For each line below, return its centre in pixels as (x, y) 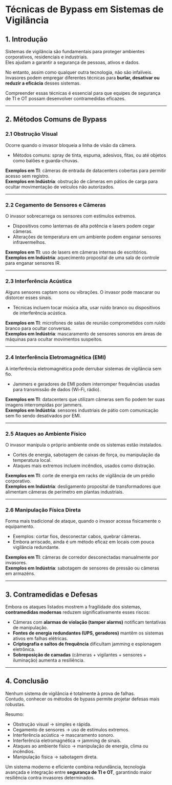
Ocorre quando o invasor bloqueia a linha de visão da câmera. (71, 145)
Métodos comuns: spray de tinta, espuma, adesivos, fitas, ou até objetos (89, 155)
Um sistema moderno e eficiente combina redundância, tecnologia (76, 767)
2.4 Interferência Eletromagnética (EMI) (56, 357)
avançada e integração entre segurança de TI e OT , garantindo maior (79, 772)
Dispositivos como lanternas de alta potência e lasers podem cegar (84, 226)
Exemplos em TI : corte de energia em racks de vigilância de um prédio (80, 475)
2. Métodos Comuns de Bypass (56, 120)
